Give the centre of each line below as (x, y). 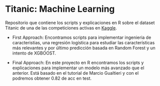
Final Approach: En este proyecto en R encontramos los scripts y (78, 62)
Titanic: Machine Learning (60, 9)
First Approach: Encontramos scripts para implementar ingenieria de (82, 37)
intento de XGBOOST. (34, 53)
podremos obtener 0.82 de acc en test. (52, 78)
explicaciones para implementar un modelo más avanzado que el (78, 68)
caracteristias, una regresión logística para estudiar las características (83, 42)
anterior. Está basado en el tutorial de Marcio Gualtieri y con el (75, 73)
